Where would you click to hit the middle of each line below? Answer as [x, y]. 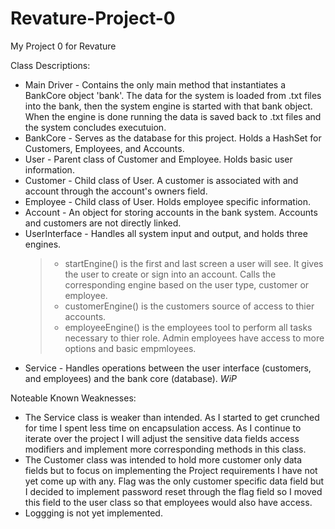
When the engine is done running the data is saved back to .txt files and [173, 116]
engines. [43, 244]
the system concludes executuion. [95, 127]
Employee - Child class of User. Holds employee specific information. [167, 201]
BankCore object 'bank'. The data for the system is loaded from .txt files [173, 95]
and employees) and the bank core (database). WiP [130, 378]
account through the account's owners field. [116, 191]
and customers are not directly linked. [103, 223]
